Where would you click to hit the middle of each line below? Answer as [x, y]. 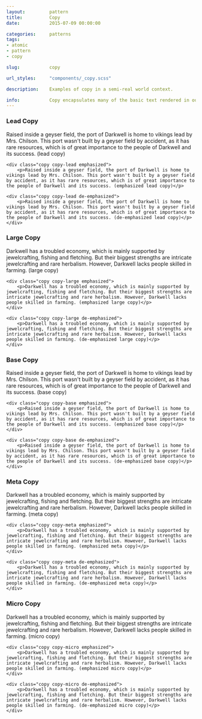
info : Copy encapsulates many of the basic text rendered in [98, 100]
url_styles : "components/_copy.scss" [59, 78]
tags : [13, 40]
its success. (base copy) [37, 392]
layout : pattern [37, 12]
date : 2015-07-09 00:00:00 [54, 23]
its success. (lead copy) [36, 153]
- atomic [17, 45]
